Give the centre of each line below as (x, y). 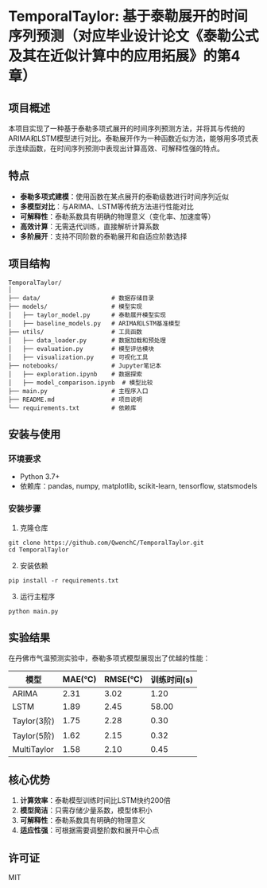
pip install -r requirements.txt (64, 580)
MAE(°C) (79, 680)
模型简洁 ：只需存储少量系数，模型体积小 (86, 810)
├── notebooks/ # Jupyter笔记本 (85, 366)
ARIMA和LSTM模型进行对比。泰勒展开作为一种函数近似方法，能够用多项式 (130, 138)
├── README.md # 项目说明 (75, 399)
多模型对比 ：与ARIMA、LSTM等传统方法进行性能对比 (107, 206)
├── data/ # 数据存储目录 (81, 298)
